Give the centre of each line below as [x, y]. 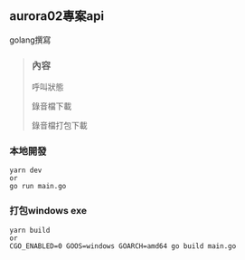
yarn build [30, 230]
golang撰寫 [30, 40]
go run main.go [38, 187]
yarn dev [26, 170]
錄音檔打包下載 [59, 126]
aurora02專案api [57, 16]
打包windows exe [48, 211]
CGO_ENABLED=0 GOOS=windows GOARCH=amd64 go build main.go [123, 246]
